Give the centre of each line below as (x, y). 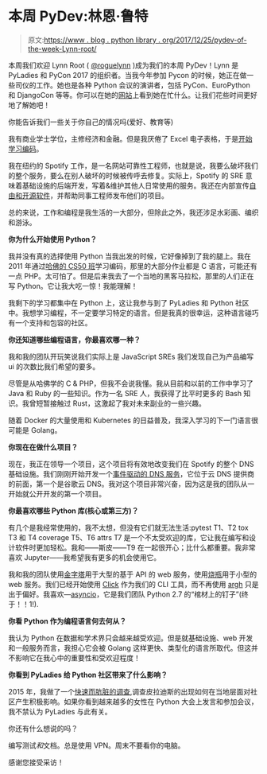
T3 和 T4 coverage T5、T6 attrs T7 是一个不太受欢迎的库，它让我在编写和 (129, 537)
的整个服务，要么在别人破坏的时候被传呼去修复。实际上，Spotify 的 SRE (126, 175)
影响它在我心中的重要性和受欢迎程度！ (77, 658)
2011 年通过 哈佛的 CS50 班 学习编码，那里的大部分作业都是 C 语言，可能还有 (133, 266)
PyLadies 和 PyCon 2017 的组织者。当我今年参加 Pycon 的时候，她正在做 (128, 75)
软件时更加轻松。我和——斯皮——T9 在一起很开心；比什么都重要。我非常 (135, 547)
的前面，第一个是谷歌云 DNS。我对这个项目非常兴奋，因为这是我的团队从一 (132, 484)
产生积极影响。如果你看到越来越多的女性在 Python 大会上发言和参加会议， (136, 702)
